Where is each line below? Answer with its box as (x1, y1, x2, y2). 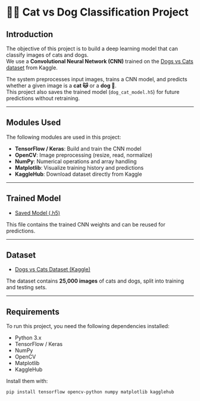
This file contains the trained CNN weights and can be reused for (6, 221, 165, 228)
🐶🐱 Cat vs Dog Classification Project (6, 5, 189, 19)
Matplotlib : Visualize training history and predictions (14, 164, 144, 171)
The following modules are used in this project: (6, 133, 121, 140)
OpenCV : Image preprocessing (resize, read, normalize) (14, 151, 153, 158)
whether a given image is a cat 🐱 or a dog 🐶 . (6, 82, 117, 89)
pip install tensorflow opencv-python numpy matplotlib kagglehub (6, 389, 174, 395)
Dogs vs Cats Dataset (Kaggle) (14, 266, 91, 273)
